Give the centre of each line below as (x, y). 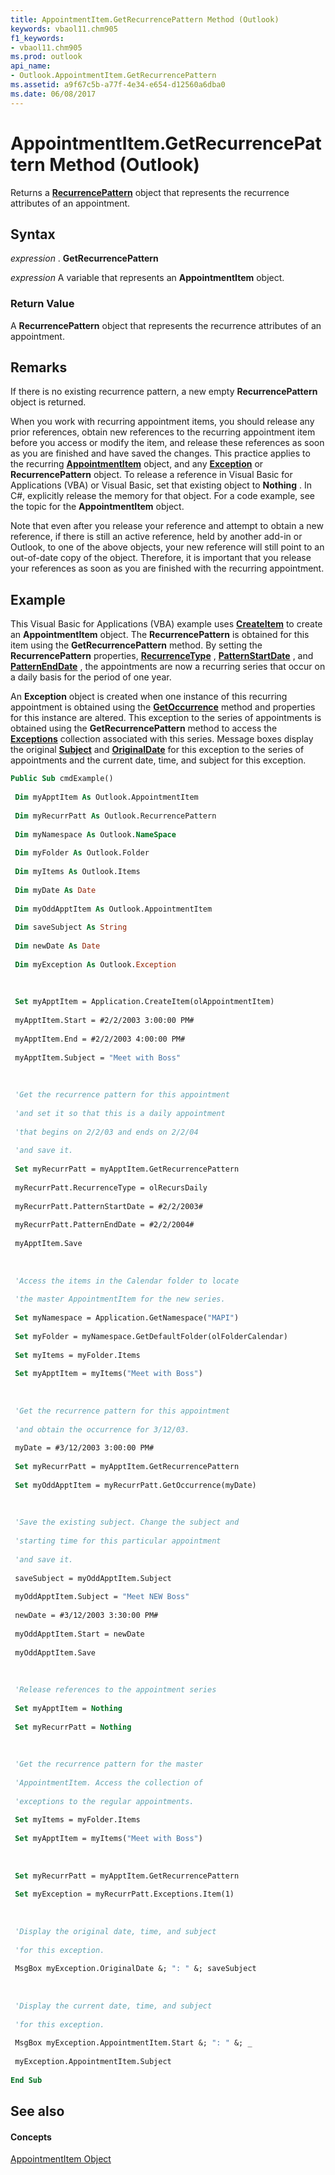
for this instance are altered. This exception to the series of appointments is (166, 718)
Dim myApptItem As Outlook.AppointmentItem (106, 797)
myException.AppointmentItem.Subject (93, 2062)
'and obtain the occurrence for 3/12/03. (102, 1429)
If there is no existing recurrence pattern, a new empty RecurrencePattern (164, 392)
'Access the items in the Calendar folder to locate (127, 1281)
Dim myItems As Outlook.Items (77, 872)
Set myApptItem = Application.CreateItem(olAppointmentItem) (144, 1002)
